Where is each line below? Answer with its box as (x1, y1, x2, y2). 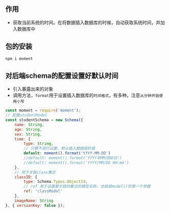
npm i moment (5, 56, 33, 61)
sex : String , (14, 132, 42, 137)
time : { (14, 136, 31, 141)
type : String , (23, 141, 54, 147)
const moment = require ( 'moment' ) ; (5, 108, 81, 113)
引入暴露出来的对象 (12, 86, 54, 92)
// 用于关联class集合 (14, 170, 56, 175)
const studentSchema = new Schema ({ (5, 117, 83, 123)
